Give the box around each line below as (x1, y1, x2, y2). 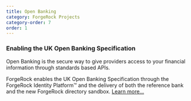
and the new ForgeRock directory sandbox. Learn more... (6, 87, 145, 95)
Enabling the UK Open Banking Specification (6, 45, 136, 53)
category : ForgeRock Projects (6, 14, 81, 20)
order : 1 (6, 25, 28, 31)
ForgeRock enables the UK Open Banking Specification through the (6, 75, 169, 82)
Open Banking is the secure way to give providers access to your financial (6, 58, 186, 65)
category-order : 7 (6, 19, 51, 25)
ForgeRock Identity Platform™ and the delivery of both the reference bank (6, 82, 184, 89)
